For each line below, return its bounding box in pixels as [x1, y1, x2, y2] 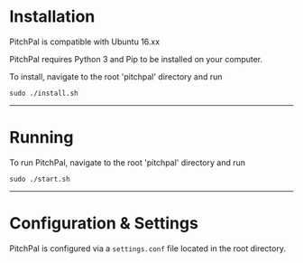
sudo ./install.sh [9, 89, 78, 98]
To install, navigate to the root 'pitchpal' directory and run [9, 70, 223, 82]
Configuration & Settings [9, 213, 198, 234]
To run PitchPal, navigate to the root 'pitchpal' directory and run [9, 156, 246, 168]
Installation [9, 6, 96, 27]
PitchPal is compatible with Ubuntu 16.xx [9, 36, 161, 47]
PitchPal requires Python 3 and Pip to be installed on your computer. [9, 53, 263, 64]
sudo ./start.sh [9, 174, 70, 183]
